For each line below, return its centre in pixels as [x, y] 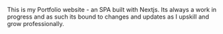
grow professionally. [36, 24]
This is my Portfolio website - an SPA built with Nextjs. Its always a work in [112, 10]
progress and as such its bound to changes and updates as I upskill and [108, 17]
